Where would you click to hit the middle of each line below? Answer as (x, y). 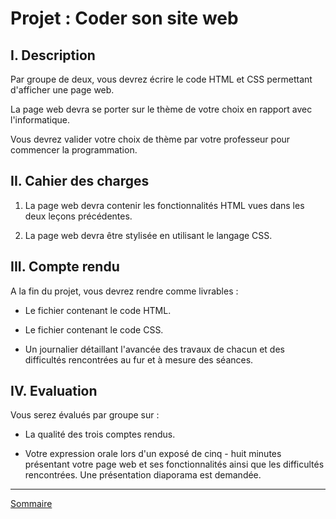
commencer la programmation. (74, 150)
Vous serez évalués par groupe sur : (85, 415)
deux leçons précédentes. (78, 216)
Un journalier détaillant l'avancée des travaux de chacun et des (154, 349)
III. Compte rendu (65, 267)
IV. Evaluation (54, 391)
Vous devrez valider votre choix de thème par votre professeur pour (150, 139)
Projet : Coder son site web (124, 18)
